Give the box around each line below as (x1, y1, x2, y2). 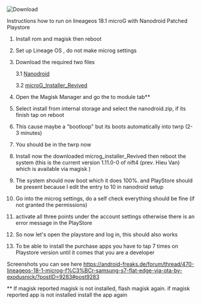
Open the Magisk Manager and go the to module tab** (15, 94, 151, 100)
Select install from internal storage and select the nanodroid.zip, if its (15, 105, 186, 112)
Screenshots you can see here (7, 261, 83, 267)
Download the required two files (15, 59, 95, 65)
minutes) (20, 130, 43, 136)
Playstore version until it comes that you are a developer (15, 249, 155, 256)
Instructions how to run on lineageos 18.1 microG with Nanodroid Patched (7, 17, 188, 24)
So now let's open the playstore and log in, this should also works (15, 231, 178, 238)
